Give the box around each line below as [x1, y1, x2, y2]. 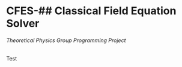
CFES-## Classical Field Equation [6, 4, 177, 18]
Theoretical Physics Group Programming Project [6, 37, 126, 44]
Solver [6, 17, 40, 30]
